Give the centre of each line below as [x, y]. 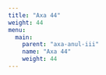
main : [24, 37]
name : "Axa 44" [47, 52]
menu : [17, 30]
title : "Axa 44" [34, 15]
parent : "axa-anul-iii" [61, 45]
